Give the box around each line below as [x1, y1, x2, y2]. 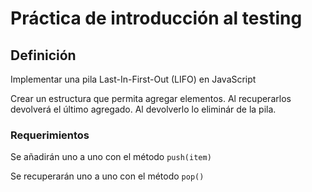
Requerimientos [10, 128, 90, 142]
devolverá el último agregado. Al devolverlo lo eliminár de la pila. [10, 103, 277, 115]
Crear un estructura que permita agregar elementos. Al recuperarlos [10, 93, 292, 104]
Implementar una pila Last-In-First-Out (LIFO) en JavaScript [10, 73, 257, 85]
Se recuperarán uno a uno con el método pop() [10, 170, 205, 182]
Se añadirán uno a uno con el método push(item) [10, 151, 212, 163]
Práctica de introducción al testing [10, 7, 303, 30]
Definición [10, 47, 77, 64]
